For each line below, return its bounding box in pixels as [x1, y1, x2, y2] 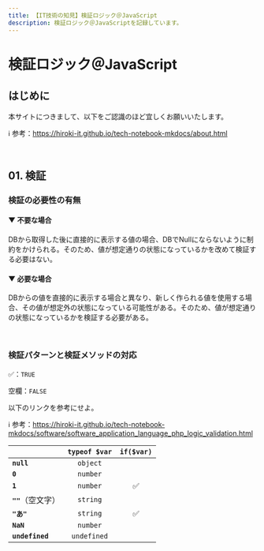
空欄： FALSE [8, 386, 47, 395]
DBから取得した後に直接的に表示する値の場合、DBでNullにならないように [8, 234, 247, 245]
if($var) [119, 447, 152, 456]
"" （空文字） [12, 494, 61, 505]
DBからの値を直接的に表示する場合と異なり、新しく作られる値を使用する [8, 293, 246, 302]
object [77, 459, 102, 467]
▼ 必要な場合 [8, 274, 52, 283]
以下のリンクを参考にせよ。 [8, 403, 99, 412]
